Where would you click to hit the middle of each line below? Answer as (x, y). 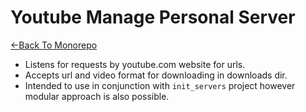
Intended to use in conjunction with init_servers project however (160, 85)
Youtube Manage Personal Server (153, 17)
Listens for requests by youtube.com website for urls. (135, 64)
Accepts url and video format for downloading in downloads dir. (156, 75)
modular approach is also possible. (97, 96)
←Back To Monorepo (54, 45)
